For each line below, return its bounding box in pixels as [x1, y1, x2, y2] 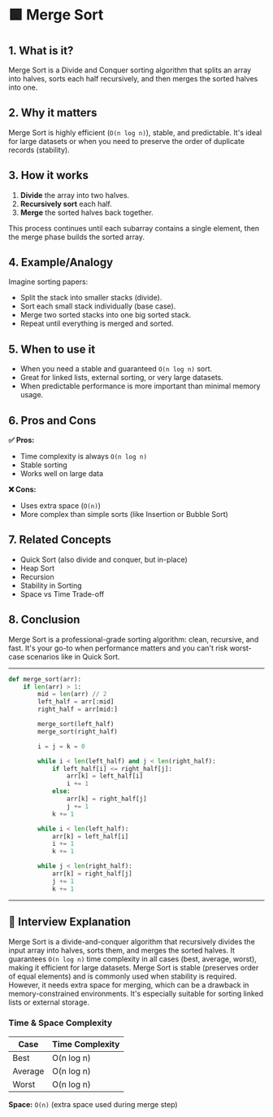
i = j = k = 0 [37, 742, 85, 751]
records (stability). [8, 145, 71, 155]
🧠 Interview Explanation [8, 915, 132, 929]
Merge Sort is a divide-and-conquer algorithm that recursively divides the [8, 936, 256, 946]
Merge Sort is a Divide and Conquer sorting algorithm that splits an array [8, 65, 252, 75]
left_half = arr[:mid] [37, 698, 115, 706]
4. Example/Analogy [8, 256, 114, 269]
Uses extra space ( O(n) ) [19, 501, 102, 510]
